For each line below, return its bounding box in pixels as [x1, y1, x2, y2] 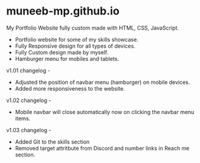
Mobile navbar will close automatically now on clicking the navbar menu [15, 108, 195, 115]
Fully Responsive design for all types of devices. [15, 42, 136, 50]
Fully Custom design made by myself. [15, 48, 109, 56]
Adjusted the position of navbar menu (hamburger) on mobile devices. [15, 78, 190, 86]
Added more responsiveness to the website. [15, 85, 125, 92]
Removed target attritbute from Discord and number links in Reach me [15, 144, 190, 152]
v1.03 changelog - [6, 126, 51, 133]
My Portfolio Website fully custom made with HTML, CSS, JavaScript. [6, 24, 179, 31]
